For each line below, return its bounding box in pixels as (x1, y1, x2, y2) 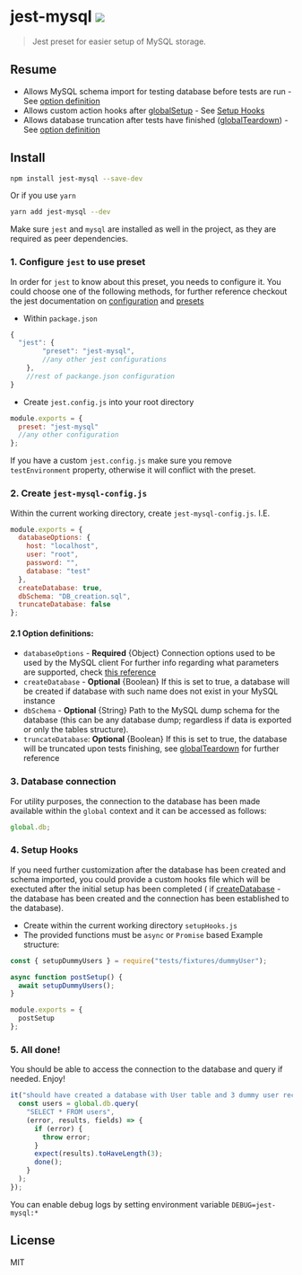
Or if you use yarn (10, 190, 77, 201)
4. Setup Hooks (10, 844, 79, 856)
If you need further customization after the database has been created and (10, 864, 286, 875)
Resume (10, 62, 57, 77)
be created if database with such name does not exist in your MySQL (22, 686, 279, 697)
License (10, 1233, 56, 1248)
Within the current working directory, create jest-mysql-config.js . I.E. (10, 508, 271, 518)
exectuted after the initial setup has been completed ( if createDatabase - (10, 883, 281, 894)
